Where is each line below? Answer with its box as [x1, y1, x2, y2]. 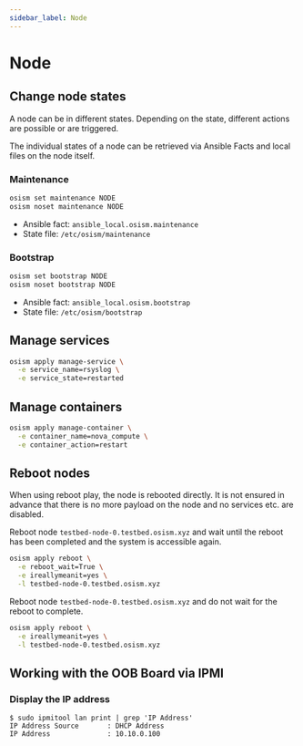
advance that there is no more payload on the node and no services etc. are [9, 499, 294, 511]
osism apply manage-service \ [9, 357, 125, 366]
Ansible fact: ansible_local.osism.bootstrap [22, 296, 191, 307]
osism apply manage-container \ [9, 423, 132, 432]
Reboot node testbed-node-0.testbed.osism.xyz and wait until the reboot [9, 526, 284, 538]
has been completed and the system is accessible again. [9, 536, 222, 547]
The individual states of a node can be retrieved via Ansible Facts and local [9, 140, 291, 151]
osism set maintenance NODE [9, 193, 116, 202]
